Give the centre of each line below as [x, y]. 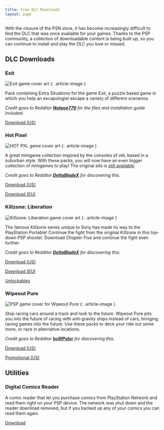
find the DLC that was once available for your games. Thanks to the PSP [78, 33]
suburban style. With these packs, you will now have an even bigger [74, 161]
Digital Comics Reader [32, 387]
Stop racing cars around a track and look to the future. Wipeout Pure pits [78, 313]
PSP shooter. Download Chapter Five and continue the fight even [83, 238]
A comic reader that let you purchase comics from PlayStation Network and [81, 398]
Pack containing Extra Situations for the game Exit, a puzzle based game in [81, 93]
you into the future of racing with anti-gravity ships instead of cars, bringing [82, 319]
